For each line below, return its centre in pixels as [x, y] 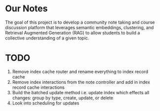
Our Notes [26, 9]
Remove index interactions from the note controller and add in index [81, 82]
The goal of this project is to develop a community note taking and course [80, 22]
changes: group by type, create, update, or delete [63, 98]
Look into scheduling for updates [46, 103]
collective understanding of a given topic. [47, 38]
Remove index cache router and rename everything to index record [80, 72]
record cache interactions [38, 87]
